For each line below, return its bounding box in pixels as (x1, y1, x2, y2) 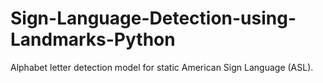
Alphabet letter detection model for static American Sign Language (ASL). (10, 61, 314, 73)
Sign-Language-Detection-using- (10, 7, 297, 30)
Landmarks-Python (10, 28, 176, 51)
